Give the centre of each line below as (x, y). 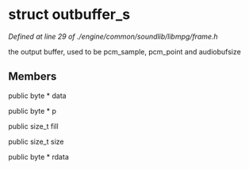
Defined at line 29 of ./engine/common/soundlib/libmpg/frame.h (113, 36)
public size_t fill (33, 126)
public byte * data (37, 96)
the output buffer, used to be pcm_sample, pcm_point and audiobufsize (125, 51)
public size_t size (36, 141)
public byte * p (33, 111)
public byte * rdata (38, 156)
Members (33, 77)
